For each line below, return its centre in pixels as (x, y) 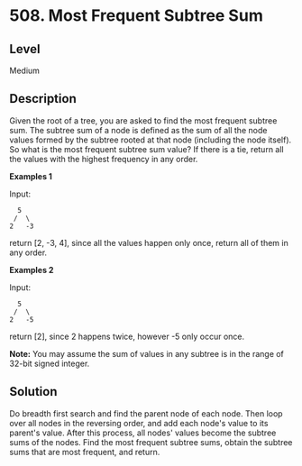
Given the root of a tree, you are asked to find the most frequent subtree (143, 120)
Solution (33, 392)
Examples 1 (31, 176)
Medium (25, 70)
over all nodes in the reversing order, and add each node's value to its (139, 423)
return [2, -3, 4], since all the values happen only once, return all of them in (149, 242)
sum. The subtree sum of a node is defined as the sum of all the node (138, 130)
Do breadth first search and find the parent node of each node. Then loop (146, 413)
